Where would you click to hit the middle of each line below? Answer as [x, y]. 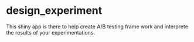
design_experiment [54, 11]
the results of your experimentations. [51, 32]
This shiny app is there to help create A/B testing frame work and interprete [97, 26]
